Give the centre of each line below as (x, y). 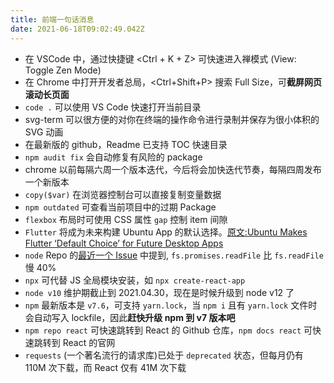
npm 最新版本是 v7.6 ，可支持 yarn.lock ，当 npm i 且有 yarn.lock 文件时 (171, 305)
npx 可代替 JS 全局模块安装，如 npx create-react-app (135, 280)
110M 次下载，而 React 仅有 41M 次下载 (105, 367)
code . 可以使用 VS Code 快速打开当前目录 (113, 107)
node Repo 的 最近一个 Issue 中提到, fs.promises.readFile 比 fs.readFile (174, 255)
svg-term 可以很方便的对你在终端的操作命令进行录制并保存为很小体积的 (172, 119)
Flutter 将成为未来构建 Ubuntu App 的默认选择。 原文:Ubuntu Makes (166, 232)
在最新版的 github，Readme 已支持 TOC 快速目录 (126, 144)
